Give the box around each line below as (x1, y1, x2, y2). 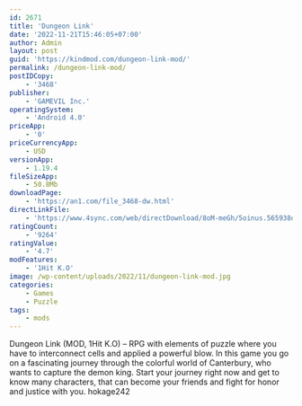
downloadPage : (9, 189, 63, 198)
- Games (25, 288, 54, 297)
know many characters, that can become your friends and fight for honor (9, 376, 280, 387)
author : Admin (9, 38, 63, 48)
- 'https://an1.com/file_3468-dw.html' (25, 197, 175, 207)
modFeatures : (9, 255, 58, 265)
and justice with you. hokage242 (9, 386, 130, 397)
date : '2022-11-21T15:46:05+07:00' (9, 30, 143, 39)
